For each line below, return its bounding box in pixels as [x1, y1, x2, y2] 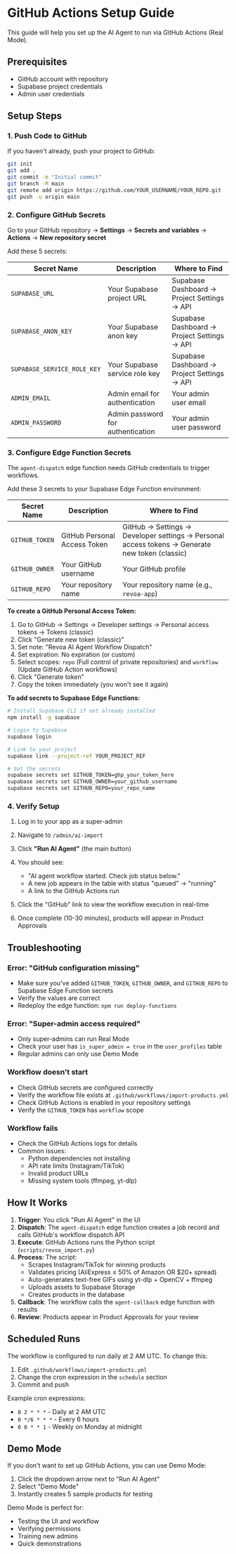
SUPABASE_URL [11, 290, 55, 297]
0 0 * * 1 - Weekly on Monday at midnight [17, 1422, 143, 1431]
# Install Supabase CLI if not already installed [7, 708, 156, 715]
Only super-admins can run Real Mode [17, 1035, 130, 1043]
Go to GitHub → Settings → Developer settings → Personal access [17, 621, 209, 629]
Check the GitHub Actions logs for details [17, 1139, 138, 1147]
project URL [107, 293, 147, 303]
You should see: [17, 858, 65, 867]
